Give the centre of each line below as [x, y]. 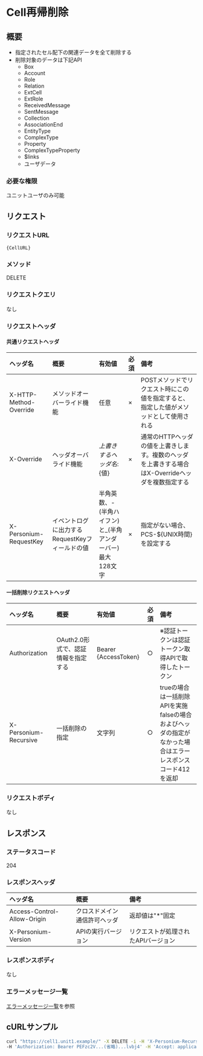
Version [20, 940]
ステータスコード [31, 852]
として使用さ [171, 416]
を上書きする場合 [165, 464]
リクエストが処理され [159, 931]
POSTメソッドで [164, 380]
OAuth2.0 [70, 640]
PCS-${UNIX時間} [166, 534]
